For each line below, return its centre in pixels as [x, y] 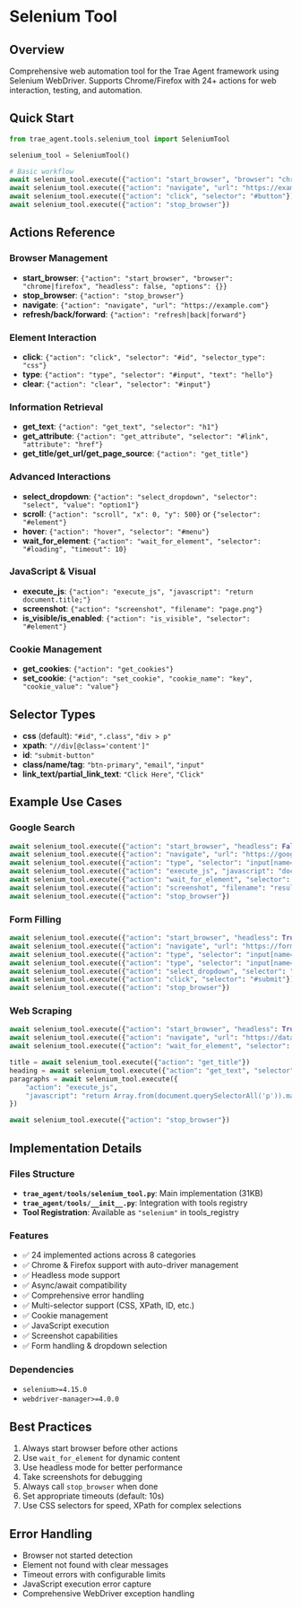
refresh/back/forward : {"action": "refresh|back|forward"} [134, 314]
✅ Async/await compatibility [74, 1285]
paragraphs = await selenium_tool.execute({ [94, 1079]
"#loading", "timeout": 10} [74, 549]
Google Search [42, 828]
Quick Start [42, 118]
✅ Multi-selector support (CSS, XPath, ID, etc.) [108, 1306]
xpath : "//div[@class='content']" [86, 745]
